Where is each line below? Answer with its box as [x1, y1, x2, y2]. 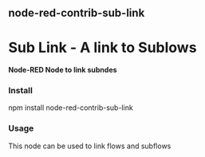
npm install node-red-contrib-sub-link [8, 103, 133, 112]
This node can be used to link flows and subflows [8, 141, 171, 151]
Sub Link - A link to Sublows [8, 38, 197, 57]
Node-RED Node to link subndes [8, 65, 117, 75]
